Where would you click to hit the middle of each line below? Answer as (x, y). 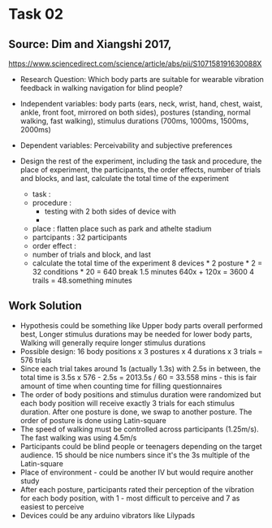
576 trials (36, 360)
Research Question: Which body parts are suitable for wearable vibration (142, 79)
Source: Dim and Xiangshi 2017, (90, 44)
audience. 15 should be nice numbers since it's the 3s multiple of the (135, 455)
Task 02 (36, 14)
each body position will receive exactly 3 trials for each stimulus (127, 403)
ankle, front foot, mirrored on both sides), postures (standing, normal (135, 112)
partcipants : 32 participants (80, 237)
